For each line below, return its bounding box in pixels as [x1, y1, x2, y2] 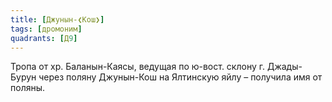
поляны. [10, 82, 46, 94]
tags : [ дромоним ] [10, 24, 83, 34]
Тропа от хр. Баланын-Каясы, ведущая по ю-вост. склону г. [10, 61, 266, 73]
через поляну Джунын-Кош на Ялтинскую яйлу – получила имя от [38, 71, 323, 83]
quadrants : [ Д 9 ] [10, 33, 78, 43]
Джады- [266, 61, 303, 73]
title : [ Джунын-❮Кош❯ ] [10, 14, 105, 25]
